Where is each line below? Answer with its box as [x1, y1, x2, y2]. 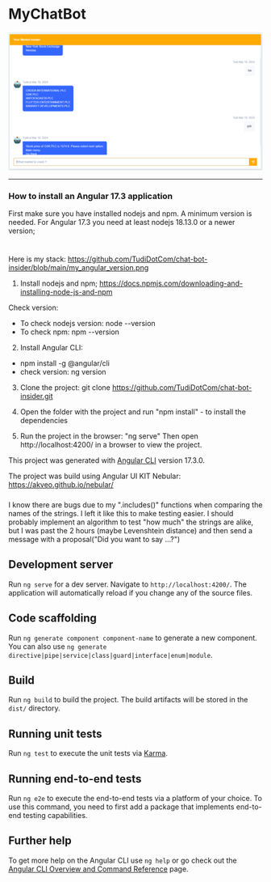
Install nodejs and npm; [19, 278, 98, 288]
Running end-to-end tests [8, 772, 142, 786]
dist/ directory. [8, 703, 60, 713]
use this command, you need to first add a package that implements [8, 802, 235, 812]
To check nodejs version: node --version [19, 319, 156, 329]
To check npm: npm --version [19, 327, 119, 337]
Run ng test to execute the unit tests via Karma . [8, 748, 168, 758]
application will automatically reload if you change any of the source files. [8, 587, 252, 597]
